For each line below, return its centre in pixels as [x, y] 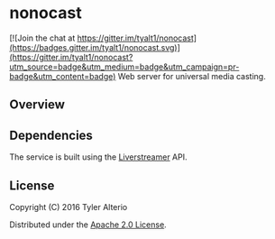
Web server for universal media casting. [192, 76]
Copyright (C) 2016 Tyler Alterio [69, 207]
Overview [37, 105]
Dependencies [51, 135]
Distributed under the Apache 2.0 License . [88, 225]
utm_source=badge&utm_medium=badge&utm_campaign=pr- [124, 67]
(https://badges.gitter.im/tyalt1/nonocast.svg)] [95, 47]
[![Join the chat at [42, 38]
